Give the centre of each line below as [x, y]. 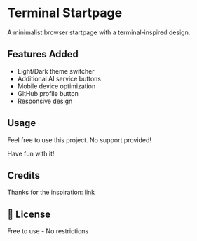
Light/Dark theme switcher [56, 71]
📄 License [29, 214]
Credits [24, 175]
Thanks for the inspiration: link [51, 192]
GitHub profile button [48, 93]
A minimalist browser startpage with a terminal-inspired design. [99, 32]
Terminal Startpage [65, 13]
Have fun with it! [31, 153]
